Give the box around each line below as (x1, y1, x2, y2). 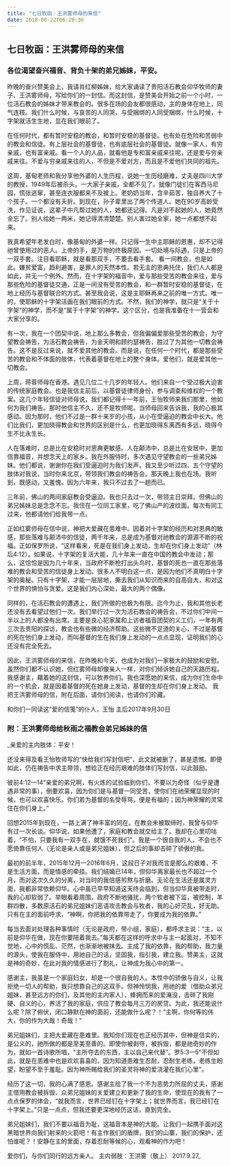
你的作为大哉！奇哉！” (18, 1017, 82, 1025)
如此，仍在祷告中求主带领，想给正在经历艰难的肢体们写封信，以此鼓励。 (7, 764, 211, 772)
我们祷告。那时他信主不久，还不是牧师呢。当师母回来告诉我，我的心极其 (18, 404, 223, 412)
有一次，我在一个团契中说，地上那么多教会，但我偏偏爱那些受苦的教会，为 (7, 330, 217, 338)
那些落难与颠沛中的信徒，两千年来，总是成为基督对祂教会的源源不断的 (18, 533, 217, 541)
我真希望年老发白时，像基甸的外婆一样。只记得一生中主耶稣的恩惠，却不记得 (7, 238, 223, 246)
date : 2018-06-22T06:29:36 (7, 16, 84, 23)
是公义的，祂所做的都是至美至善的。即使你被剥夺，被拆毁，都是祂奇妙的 (7, 1039, 211, 1048)
